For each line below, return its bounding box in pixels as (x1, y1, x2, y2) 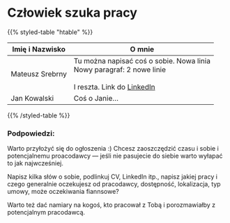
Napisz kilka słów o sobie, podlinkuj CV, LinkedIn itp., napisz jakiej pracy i (7, 172, 218, 181)
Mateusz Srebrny (10, 69, 68, 79)
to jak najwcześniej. (7, 159, 64, 167)
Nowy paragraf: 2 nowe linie (73, 65, 166, 74)
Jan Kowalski (10, 93, 54, 103)
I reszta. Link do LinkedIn (73, 82, 155, 92)
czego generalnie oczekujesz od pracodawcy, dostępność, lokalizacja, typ (7, 180, 221, 188)
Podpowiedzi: (7, 129, 55, 138)
